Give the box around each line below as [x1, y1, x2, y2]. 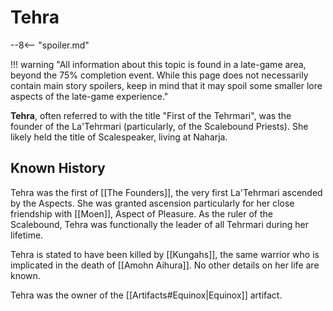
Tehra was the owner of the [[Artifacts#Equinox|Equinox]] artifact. [10, 289, 283, 301]
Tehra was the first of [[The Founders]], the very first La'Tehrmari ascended [10, 186, 323, 198]
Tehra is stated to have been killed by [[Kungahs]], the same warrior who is [10, 248, 320, 260]
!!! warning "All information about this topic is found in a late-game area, [10, 58, 307, 70]
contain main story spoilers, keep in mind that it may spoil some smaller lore [10, 79, 323, 91]
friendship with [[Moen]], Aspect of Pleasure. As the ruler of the [10, 207, 273, 220]
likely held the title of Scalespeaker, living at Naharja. [10, 131, 228, 143]
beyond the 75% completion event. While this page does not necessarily [10, 69, 309, 81]
